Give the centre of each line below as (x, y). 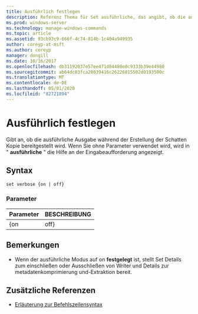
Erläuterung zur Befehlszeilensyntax (59, 305)
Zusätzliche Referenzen (51, 290)
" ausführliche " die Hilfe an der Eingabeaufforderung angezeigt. (85, 152)
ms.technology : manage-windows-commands (57, 28)
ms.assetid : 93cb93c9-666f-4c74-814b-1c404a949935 (70, 39)
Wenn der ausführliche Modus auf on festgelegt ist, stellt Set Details (98, 259)
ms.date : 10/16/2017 (32, 61)
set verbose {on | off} (35, 184)
